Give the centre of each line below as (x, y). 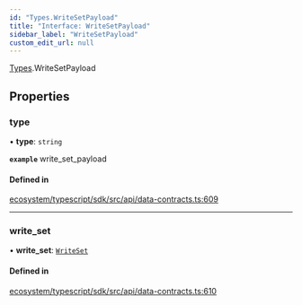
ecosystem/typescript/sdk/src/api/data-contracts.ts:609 (114, 199)
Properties (40, 96)
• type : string (36, 141)
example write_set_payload (58, 159)
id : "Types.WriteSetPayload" (64, 17)
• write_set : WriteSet (49, 250)
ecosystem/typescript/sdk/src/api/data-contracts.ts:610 (113, 291)
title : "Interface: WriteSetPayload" (80, 26)
